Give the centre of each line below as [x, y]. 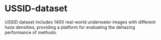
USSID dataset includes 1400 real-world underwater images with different [80, 22]
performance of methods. [31, 32]
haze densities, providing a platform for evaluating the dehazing [70, 27]
